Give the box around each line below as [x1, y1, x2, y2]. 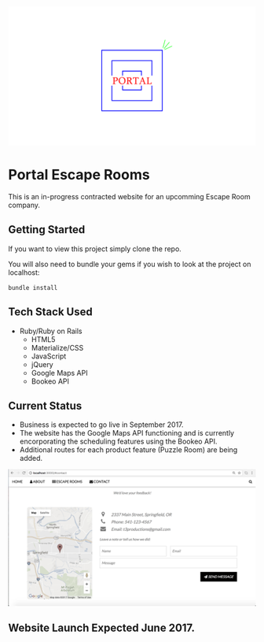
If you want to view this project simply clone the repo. [8, 243, 182, 254]
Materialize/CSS [31, 343, 84, 352]
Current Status [8, 399, 82, 412]
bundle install [8, 284, 58, 291]
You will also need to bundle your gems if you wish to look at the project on [8, 259, 251, 269]
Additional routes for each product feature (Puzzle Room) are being [19, 445, 238, 455]
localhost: [8, 267, 40, 277]
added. [19, 454, 43, 463]
